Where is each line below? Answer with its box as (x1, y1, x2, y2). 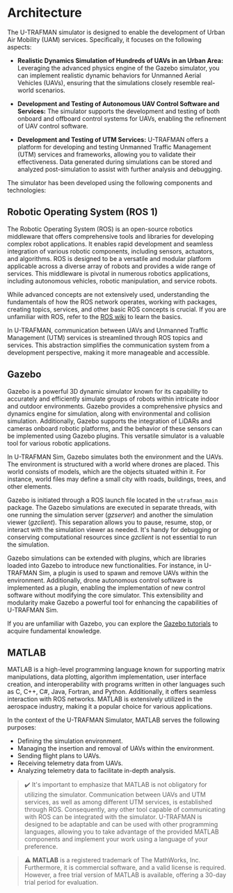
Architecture (7, 5, 82, 21)
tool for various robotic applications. (7, 438, 111, 448)
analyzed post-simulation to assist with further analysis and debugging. (17, 165, 223, 173)
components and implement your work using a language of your (24, 835, 209, 843)
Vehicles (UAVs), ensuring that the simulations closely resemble (17, 78, 200, 87)
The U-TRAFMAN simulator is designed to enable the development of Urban (7, 28, 225, 36)
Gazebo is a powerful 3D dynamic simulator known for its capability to (7, 387, 209, 395)
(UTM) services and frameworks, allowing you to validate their (17, 150, 196, 158)
